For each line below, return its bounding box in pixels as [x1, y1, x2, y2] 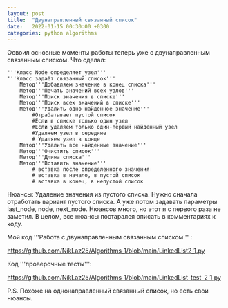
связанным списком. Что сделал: [7, 56, 106, 64]
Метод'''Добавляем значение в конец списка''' [19, 81, 156, 89]
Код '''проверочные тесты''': [7, 260, 92, 269]
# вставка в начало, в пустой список [32, 172, 140, 179]
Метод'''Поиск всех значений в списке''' [19, 100, 140, 107]
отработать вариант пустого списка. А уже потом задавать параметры [7, 198, 218, 206]
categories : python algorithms [7, 29, 97, 37]
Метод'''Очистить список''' [19, 148, 100, 155]
